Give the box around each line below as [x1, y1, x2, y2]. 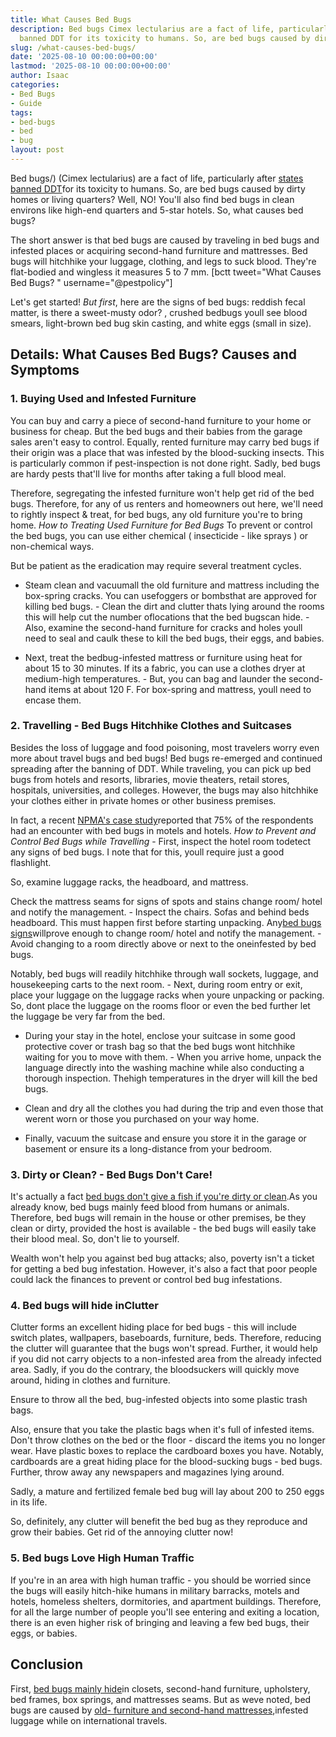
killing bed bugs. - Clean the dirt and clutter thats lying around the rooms [24, 600, 325, 612]
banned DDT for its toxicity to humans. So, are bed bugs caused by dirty [10, 182, 306, 195]
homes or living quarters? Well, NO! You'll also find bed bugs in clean [10, 193, 295, 205]
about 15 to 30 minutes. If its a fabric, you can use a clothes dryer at [24, 662, 306, 674]
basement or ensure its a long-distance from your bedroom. [24, 1142, 272, 1155]
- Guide [10, 98, 43, 108]
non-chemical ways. [10, 540, 95, 552]
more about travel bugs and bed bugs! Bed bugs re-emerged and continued [10, 752, 323, 764]
